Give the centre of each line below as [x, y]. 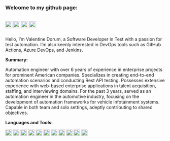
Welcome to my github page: [41, 8]
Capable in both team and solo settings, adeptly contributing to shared [79, 108]
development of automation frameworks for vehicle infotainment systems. [82, 102]
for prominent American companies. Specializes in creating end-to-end [80, 75]
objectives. [17, 113]
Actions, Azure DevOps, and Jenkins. [44, 50]
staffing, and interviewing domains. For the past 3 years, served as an [78, 91]
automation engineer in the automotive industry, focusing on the [72, 97]
